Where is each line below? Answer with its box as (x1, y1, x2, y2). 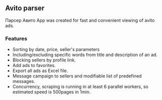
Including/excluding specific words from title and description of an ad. (12, 52, 158, 58)
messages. (12, 78, 36, 84)
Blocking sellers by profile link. (12, 57, 76, 63)
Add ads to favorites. (12, 62, 56, 68)
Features (5, 35, 28, 42)
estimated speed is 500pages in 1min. (12, 89, 91, 95)
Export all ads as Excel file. (12, 67, 68, 74)
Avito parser (5, 4, 45, 12)
